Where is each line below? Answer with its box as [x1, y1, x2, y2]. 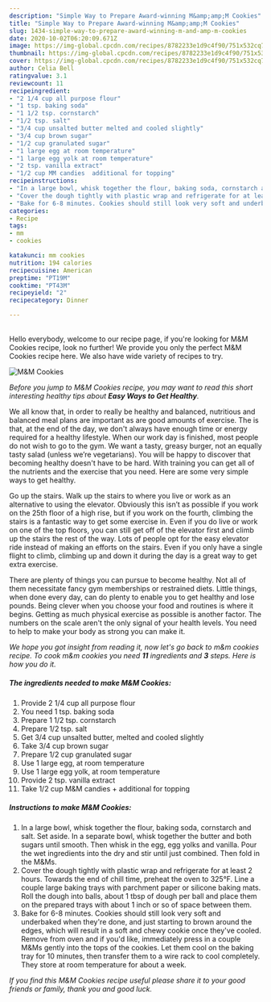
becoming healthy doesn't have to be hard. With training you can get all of [9, 458, 255, 468]
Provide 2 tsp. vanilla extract [20, 775, 116, 785]
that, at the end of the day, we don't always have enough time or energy [9, 424, 248, 433]
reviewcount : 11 [9, 79, 64, 87]
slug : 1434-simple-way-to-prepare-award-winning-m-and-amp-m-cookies [9, 27, 248, 35]
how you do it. [9, 659, 56, 669]
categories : [9, 207, 49, 215]
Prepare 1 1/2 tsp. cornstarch [20, 715, 117, 724]
